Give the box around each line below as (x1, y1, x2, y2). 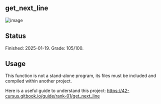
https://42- (106, 87, 130, 94)
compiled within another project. (5, 78, 72, 84)
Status (5, 32, 26, 40)
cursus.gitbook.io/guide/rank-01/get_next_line (5, 93, 100, 99)
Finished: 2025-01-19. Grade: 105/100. (5, 45, 84, 51)
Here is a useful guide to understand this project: (5, 87, 106, 94)
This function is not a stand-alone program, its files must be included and (5, 72, 156, 79)
